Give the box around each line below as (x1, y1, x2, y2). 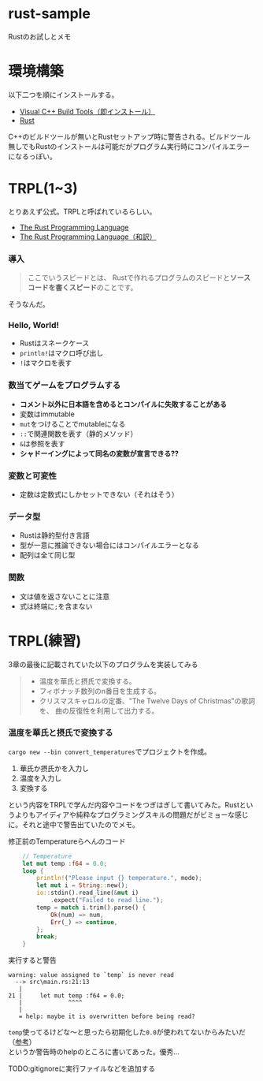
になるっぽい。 (8, 151, 57, 161)
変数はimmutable (19, 409, 75, 419)
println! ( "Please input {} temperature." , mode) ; (36, 874, 202, 882)
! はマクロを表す (19, 358, 72, 367)
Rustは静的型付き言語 (19, 531, 91, 540)
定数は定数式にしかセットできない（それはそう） (19, 490, 179, 499)
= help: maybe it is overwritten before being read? (18, 1012, 195, 1021)
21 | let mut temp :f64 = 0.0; (8, 992, 125, 1000)
